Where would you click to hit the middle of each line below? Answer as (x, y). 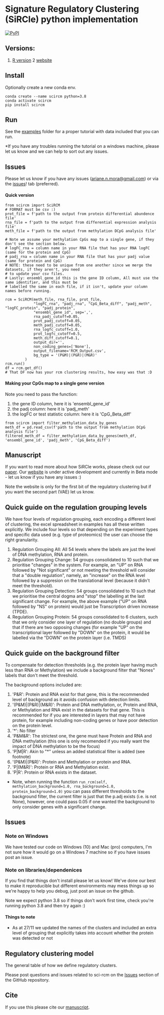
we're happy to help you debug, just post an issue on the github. (70, 891)
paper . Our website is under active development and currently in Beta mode (82, 472)
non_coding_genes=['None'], (62, 347)
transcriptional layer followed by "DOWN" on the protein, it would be (81, 633)
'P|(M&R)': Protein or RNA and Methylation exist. (61, 767)
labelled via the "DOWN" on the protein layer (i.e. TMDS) (69, 638)
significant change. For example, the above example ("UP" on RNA (79, 601)
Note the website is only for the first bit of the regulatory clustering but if (78, 487)
